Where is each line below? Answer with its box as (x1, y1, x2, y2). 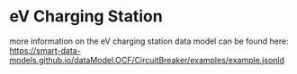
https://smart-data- (9, 45, 81, 55)
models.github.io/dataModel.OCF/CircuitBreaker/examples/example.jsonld (9, 54, 285, 65)
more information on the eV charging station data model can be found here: (9, 36, 290, 46)
